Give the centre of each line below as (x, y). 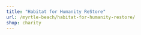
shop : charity (24, 23)
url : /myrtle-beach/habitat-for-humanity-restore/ (71, 17)
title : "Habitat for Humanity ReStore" (56, 12)
